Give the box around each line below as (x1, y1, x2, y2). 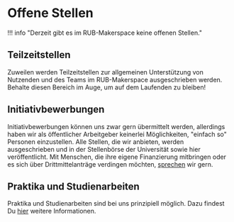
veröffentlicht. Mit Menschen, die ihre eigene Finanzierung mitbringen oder (7, 152, 227, 161)
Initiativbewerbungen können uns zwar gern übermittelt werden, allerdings (7, 122, 225, 131)
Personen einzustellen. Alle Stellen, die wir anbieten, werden (7, 137, 184, 146)
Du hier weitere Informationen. (7, 207, 96, 216)
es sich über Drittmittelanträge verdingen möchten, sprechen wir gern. (7, 160, 213, 168)
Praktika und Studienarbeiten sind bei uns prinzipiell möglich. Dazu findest (7, 199, 225, 208)
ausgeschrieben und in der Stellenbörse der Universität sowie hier (7, 145, 201, 153)
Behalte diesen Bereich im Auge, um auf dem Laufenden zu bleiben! (7, 83, 206, 91)
